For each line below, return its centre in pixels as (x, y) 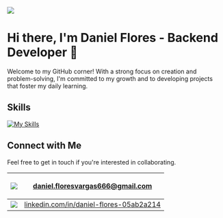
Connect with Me (44, 146)
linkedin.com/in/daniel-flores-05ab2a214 (92, 204)
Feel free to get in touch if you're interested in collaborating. (92, 162)
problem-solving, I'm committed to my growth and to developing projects (110, 78)
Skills (19, 107)
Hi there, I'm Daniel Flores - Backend (113, 38)
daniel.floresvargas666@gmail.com (93, 186)
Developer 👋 (42, 52)
